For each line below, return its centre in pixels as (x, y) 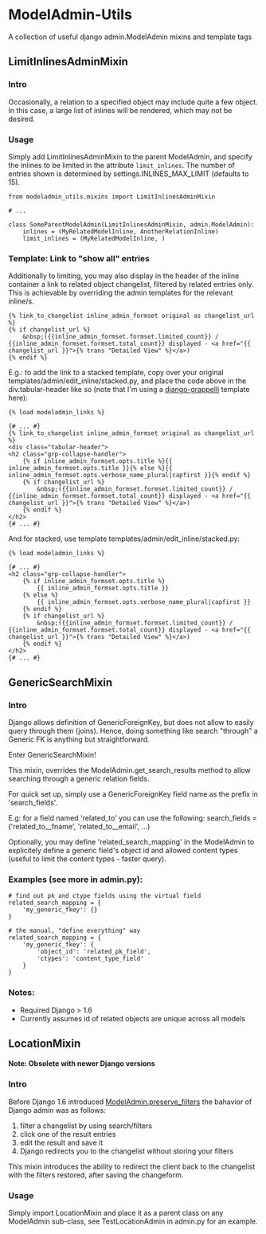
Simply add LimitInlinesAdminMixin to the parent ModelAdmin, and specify (130, 156)
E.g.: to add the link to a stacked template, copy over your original (116, 373)
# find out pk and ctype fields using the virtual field (105, 896)
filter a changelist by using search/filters (86, 1126)
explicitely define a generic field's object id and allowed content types (123, 850)
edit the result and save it (61, 1142)
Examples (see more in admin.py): (76, 879)
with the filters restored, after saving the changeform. (96, 1175)
